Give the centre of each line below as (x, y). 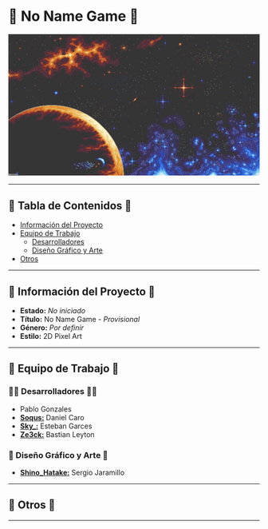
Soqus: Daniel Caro (52, 417)
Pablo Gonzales (45, 409)
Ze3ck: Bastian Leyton (57, 434)
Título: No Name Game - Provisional (80, 320)
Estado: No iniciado (53, 311)
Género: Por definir (51, 328)
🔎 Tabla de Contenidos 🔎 (70, 206)
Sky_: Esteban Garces (56, 426)
